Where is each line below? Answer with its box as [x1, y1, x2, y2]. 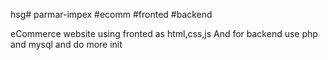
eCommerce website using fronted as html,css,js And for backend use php [10, 28, 318, 39]
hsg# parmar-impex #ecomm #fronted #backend [10, 9, 213, 20]
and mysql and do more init [10, 39, 123, 50]
